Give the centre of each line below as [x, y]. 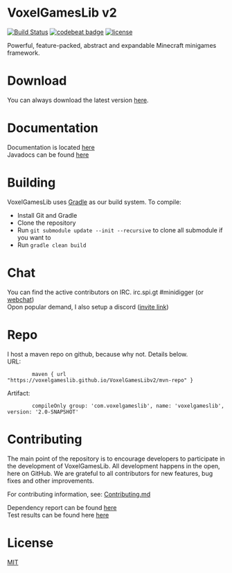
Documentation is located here [51, 147]
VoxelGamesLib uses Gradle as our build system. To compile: [94, 202]
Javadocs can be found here [48, 155]
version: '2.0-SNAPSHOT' [43, 412]
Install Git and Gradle [47, 215]
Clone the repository [46, 223]
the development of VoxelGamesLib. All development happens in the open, [114, 465]
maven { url [50, 374]
